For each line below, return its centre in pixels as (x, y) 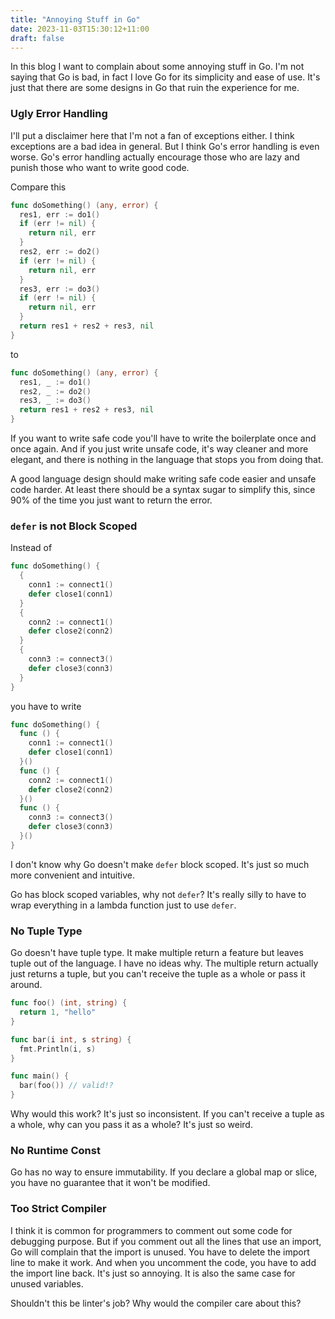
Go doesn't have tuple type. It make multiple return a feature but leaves (157, 953)
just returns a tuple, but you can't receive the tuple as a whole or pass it (158, 974)
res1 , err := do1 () (60, 214)
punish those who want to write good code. (100, 167)
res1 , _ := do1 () (55, 382)
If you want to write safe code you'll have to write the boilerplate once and (163, 438)
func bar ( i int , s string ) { (71, 1039)
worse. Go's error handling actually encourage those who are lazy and (155, 157)
